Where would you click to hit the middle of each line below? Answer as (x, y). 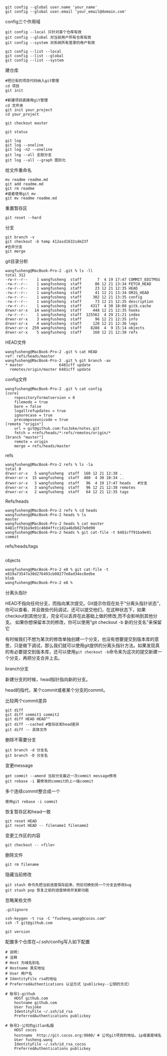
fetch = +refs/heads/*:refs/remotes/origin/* (63, 433)
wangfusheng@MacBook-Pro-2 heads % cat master (55, 524)
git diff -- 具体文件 (26, 730)
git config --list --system (35, 60)
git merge (16, 251)
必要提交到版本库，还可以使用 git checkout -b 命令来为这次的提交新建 (86, 652)
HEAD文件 (16, 342)
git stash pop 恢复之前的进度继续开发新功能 (47, 890)
